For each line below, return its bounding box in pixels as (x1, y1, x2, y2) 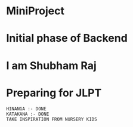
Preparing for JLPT (6, 86, 102, 100)
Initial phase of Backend (6, 32, 128, 45)
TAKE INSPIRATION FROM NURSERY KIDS (6, 116, 97, 122)
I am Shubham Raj (6, 58, 97, 72)
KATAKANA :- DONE (6, 111, 50, 117)
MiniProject (6, 4, 64, 18)
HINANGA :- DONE (6, 106, 47, 111)
